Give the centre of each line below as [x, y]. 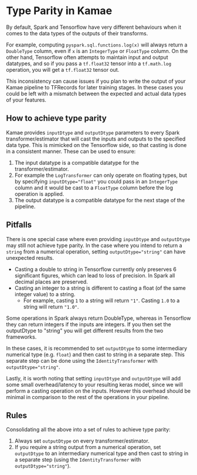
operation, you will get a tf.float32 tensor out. [63, 69]
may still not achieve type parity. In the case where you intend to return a [94, 245]
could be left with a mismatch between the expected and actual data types [96, 93]
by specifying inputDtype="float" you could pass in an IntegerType [96, 181]
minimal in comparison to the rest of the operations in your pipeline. [88, 397]
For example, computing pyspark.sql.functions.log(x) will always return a [97, 45]
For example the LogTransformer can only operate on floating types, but [101, 175]
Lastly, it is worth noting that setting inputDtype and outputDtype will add [93, 378]
